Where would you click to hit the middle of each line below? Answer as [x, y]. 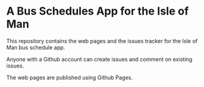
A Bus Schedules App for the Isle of [97, 11]
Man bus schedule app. [36, 47]
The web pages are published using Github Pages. [69, 77]
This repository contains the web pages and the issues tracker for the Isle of [102, 41]
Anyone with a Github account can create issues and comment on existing [100, 59]
